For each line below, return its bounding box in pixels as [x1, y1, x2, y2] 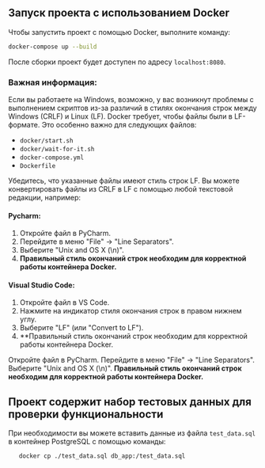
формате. [8, 120, 40, 129]
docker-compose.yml [19, 154, 85, 162]
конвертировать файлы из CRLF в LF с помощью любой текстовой [8, 184, 233, 193]
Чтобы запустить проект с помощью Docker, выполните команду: [8, 27, 231, 36]
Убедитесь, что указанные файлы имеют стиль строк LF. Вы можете [8, 176, 240, 185]
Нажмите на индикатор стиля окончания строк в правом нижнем [19, 306, 243, 316]
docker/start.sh [19, 136, 74, 145]
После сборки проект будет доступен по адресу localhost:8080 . [8, 57, 226, 67]
